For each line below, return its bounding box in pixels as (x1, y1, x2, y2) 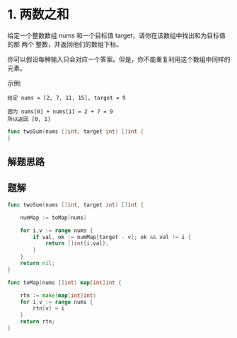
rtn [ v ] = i (33, 305, 65, 312)
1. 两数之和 (7, 6, 69, 23)
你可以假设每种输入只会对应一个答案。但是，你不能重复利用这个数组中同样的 (7, 54, 231, 64)
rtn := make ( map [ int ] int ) (20, 291, 97, 299)
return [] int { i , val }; (45, 240, 110, 247)
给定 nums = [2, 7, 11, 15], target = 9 (7, 94, 126, 101)
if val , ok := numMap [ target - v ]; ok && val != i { (33, 233, 192, 240)
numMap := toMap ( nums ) (20, 214, 87, 221)
